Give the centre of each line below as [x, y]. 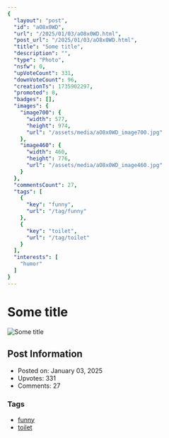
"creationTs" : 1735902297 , [53, 86]
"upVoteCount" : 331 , [44, 73]
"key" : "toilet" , [52, 231]
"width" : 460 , [47, 152]
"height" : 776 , [48, 159]
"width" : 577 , [47, 119]
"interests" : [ [36, 258]
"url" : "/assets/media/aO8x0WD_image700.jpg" [94, 132]
